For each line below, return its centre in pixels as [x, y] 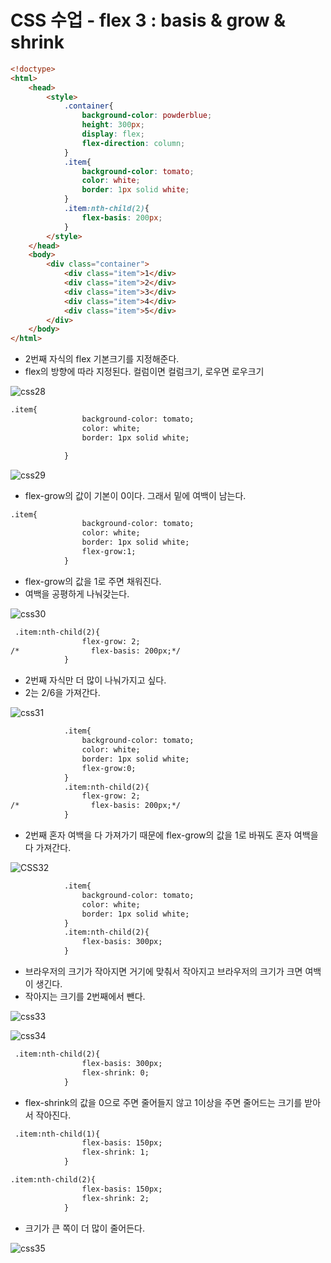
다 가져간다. [48, 848]
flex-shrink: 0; [115, 1072]
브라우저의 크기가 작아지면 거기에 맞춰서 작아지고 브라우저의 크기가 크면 [163, 972]
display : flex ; [113, 134]
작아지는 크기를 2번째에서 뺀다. [85, 997]
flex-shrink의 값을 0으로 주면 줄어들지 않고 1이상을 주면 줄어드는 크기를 [163, 1102]
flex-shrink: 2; [115, 1198]
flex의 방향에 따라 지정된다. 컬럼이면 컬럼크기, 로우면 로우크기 [144, 372]
